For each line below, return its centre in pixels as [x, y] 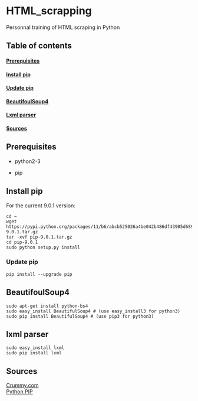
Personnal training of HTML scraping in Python [63, 27]
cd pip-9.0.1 [22, 242]
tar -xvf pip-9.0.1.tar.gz [39, 237]
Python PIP [20, 392]
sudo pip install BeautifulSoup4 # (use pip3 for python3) [80, 316]
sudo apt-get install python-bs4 [47, 306]
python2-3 [28, 161]
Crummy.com [23, 386]
